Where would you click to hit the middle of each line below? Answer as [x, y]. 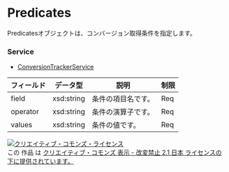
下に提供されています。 [41, 162]
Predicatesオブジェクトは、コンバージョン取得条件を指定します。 [102, 33]
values [22, 125]
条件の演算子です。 [123, 112]
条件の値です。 [116, 125]
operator [25, 112]
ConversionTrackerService [56, 67]
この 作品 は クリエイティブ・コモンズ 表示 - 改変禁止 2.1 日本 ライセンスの [114, 152]
